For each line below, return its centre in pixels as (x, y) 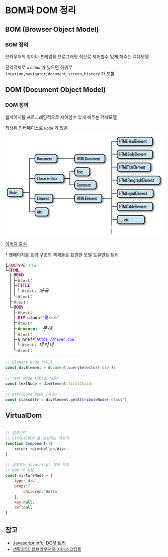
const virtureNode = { (29, 476)
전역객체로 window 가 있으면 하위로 (39, 67)
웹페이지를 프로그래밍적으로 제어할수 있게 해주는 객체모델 (61, 117)
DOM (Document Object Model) (56, 90)
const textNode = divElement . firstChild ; (49, 384)
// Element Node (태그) (29, 362)
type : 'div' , (27, 481)
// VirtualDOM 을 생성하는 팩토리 (37, 438)
